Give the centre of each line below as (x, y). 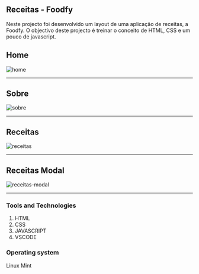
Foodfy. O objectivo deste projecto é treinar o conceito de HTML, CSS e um (98, 30)
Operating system (33, 253)
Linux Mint (19, 265)
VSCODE (25, 237)
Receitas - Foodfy (39, 10)
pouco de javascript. (31, 36)
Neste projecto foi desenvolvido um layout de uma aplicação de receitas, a (97, 24)
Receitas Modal (35, 170)
